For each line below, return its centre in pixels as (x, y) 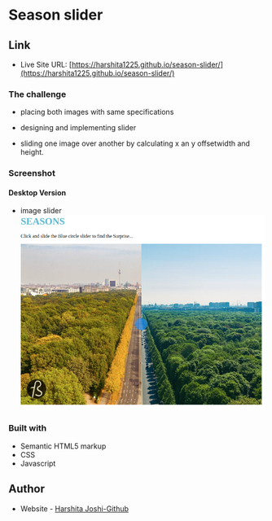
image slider (41, 211)
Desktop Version (37, 192)
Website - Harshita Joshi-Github (74, 508)
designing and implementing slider (78, 128)
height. (32, 152)
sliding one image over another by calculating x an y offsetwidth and (135, 143)
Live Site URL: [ (46, 64)
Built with (28, 428)
